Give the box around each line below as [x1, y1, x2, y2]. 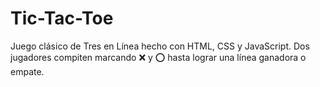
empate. [10, 65, 45, 77]
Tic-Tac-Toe [10, 7, 114, 30]
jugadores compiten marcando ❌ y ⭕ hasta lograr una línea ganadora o [10, 51, 307, 63]
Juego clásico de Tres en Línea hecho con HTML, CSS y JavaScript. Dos [10, 40, 310, 52]
